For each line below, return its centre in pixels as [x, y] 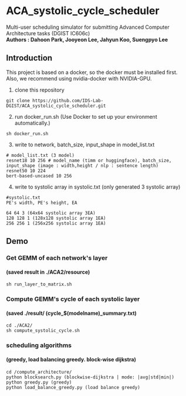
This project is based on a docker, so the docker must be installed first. [92, 72]
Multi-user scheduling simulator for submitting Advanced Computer [88, 27]
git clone [18, 100]
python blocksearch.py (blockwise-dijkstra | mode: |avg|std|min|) [90, 377]
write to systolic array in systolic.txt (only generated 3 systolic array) [97, 187]
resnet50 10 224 [26, 171]
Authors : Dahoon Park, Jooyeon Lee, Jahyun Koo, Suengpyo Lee [87, 39]
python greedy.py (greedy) [39, 382]
